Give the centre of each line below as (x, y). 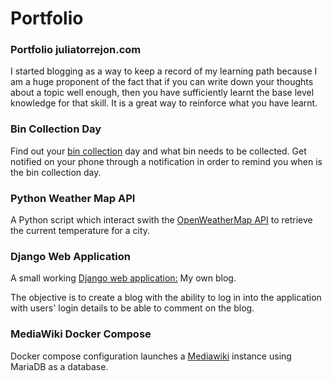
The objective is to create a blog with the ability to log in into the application (166, 298)
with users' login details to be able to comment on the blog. (132, 308)
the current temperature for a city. (80, 231)
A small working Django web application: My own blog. (123, 278)
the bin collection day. (56, 172)
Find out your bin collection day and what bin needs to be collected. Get (158, 151)
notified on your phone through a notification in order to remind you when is (166, 161)
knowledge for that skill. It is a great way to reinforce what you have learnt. (164, 103)
